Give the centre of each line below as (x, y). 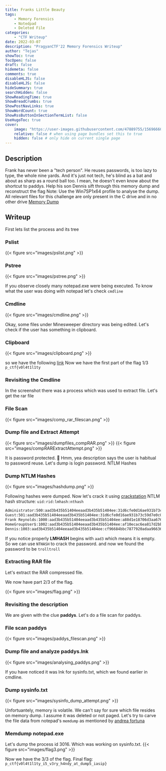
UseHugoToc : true (23, 120)
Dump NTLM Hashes (30, 476)
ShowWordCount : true (26, 111)
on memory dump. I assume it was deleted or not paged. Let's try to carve (81, 715)
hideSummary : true (24, 88)
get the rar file (20, 396)
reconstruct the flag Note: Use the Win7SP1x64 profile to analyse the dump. (82, 191)
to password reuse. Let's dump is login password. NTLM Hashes (71, 463)
